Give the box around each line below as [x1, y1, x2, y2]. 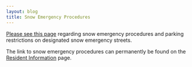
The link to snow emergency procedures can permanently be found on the [6, 48, 186, 55]
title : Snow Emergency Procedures [6, 14, 91, 20]
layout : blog [6, 8, 38, 15]
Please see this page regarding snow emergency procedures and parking [6, 30, 184, 37]
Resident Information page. [6, 54, 72, 61]
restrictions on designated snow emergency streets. [6, 36, 132, 43]
